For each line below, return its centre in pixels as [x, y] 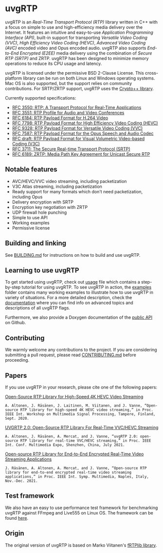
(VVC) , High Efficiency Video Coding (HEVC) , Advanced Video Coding [75, 42]
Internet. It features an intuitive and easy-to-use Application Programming [79, 32]
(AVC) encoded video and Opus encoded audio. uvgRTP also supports [76, 48]
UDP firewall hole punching [39, 212]
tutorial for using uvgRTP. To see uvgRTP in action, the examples [87, 287]
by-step [13, 287]
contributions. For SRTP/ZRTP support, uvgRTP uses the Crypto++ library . [80, 88]
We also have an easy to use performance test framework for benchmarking [81, 508]
